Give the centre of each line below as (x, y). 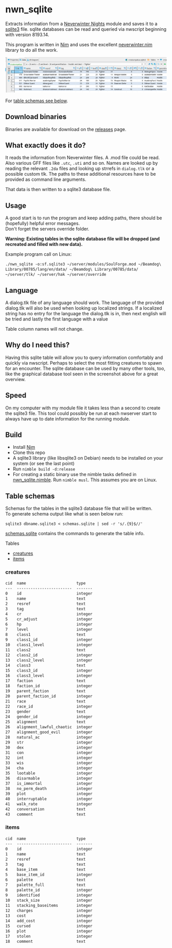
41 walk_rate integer (49, 804)
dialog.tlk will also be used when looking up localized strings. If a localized (84, 308)
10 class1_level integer (49, 645)
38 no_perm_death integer (49, 789)
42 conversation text (46, 809)
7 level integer (49, 630)
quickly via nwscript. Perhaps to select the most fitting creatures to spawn (84, 363)
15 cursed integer (49, 926)
